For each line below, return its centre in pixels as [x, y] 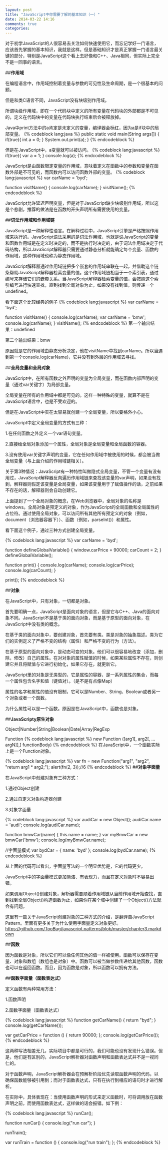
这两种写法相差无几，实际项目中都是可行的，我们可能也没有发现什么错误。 [82, 1051]
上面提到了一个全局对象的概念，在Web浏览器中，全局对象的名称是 [73, 501]
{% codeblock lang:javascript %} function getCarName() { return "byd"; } [81, 1020]
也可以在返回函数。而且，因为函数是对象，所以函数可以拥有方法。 [73, 968]
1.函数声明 [15, 999]
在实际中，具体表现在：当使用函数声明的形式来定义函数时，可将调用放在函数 [84, 1097]
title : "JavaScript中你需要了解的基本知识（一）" [52, 15]
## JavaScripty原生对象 [29, 719]
